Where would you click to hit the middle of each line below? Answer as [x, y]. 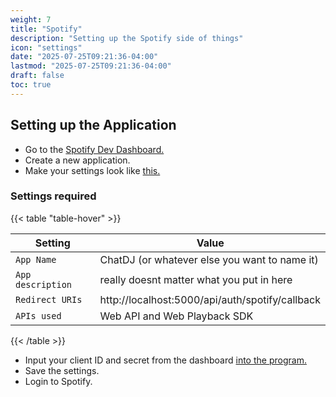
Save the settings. [62, 370]
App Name [36, 259]
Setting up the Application [93, 125]
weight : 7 [31, 19]
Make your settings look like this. [92, 170]
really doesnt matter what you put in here [196, 279]
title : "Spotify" [46, 29]
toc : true [31, 85]
